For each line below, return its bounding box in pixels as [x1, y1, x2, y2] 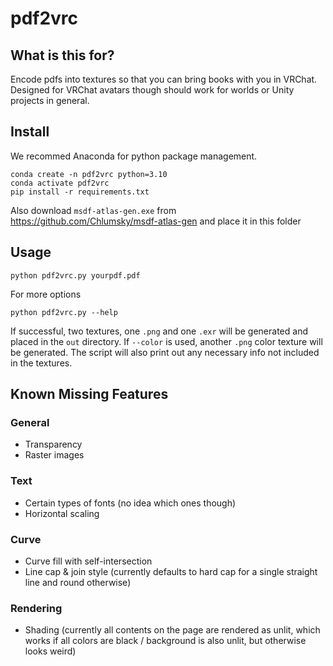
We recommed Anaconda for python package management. [10, 150, 258, 162]
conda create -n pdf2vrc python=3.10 [10, 169, 168, 179]
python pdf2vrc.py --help [10, 307, 118, 317]
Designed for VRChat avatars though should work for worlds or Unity [10, 84, 295, 96]
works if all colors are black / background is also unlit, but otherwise [24, 635, 307, 647]
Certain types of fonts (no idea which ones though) [24, 497, 237, 509]
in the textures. [10, 357, 73, 369]
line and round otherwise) [24, 576, 132, 588]
